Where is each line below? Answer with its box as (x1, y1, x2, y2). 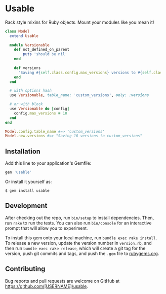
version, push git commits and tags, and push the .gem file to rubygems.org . (5, 250, 160, 257)
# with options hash (9, 88, 52, 93)
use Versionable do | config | (9, 107, 70, 111)
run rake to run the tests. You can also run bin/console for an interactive (5, 220, 152, 226)
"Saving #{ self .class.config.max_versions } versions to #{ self (18, 70, 152, 75)
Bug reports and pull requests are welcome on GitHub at (5, 278, 120, 284)
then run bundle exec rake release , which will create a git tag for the (5, 245, 146, 251)
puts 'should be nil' (23, 52, 68, 57)
